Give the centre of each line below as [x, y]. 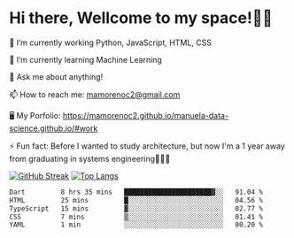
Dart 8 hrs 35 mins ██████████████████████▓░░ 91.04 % [136, 192]
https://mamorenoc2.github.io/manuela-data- [145, 115]
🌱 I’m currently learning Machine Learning [85, 59]
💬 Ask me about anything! [56, 77]
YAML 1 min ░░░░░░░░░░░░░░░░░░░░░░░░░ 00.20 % [136, 225]
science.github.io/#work [54, 128]
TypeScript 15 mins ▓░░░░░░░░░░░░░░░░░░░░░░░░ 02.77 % [136, 208]
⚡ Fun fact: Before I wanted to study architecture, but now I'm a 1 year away [147, 146]
